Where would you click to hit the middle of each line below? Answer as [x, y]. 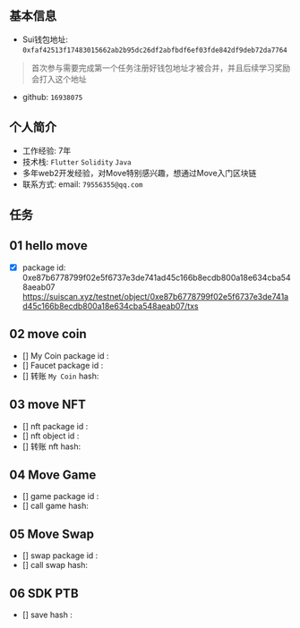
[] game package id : [60, 496]
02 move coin [48, 334]
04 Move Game [53, 475]
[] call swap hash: [55, 565]
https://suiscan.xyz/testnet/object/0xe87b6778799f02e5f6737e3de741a [155, 296]
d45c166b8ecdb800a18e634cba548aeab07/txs [110, 306]
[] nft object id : [51, 436]
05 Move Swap [51, 534]
